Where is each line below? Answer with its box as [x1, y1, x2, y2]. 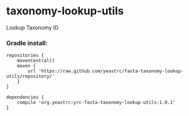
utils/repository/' [6, 74, 55, 80]
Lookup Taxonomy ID [6, 24, 59, 31]
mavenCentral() [17, 58, 55, 64]
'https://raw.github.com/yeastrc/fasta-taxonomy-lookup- [38, 68, 184, 74]
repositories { [6, 53, 44, 59]
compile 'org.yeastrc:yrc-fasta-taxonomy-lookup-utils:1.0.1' [17, 100, 176, 106]
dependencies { [6, 94, 44, 100]
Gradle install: [6, 39, 48, 47]
